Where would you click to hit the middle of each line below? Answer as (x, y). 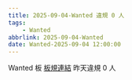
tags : (17, 23)
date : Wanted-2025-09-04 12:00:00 (65, 45)
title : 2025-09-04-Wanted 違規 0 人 (66, 15)
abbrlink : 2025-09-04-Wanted (56, 37)
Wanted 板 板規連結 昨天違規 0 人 (62, 68)
